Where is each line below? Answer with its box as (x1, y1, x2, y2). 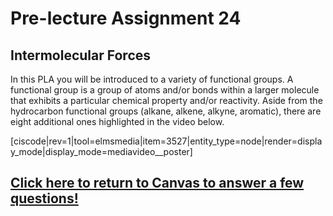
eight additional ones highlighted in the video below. (10, 116, 225, 127)
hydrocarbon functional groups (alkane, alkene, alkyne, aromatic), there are (10, 105, 322, 117)
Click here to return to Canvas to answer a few (10, 175, 305, 192)
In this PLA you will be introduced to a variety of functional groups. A (10, 73, 294, 85)
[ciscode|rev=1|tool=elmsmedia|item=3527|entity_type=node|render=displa (10, 135, 323, 147)
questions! (10, 190, 79, 207)
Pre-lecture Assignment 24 (10, 7, 242, 30)
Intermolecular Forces (10, 47, 152, 64)
